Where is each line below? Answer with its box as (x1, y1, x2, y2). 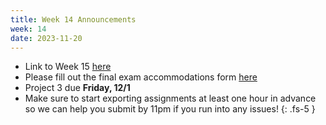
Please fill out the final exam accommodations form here (24, 71, 258, 83)
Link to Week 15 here (24, 61, 112, 73)
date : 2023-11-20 (10, 33, 83, 43)
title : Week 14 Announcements (10, 14, 137, 25)
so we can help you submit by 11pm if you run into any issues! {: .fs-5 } (24, 103, 316, 115)
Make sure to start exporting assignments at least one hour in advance (24, 92, 317, 105)
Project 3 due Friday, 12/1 (24, 82, 131, 94)
